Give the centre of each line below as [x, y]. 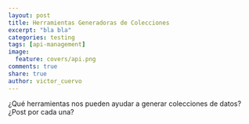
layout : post [29, 15]
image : [19, 52]
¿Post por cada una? [41, 111]
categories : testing [42, 37]
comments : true [33, 67]
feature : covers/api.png [56, 60]
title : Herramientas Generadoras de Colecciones [89, 23]
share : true [27, 74]
